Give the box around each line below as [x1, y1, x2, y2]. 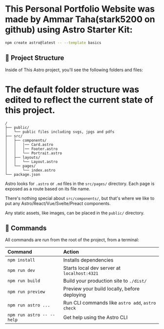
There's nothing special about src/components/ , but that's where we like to [5, 195, 155, 201]
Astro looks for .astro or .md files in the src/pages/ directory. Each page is [5, 181, 155, 186]
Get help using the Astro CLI [63, 314, 128, 321]
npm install [7, 257, 36, 263]
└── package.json [5, 172, 41, 177]
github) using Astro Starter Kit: [5, 24, 133, 35]
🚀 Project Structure [5, 54, 64, 62]
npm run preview [7, 289, 45, 295]
